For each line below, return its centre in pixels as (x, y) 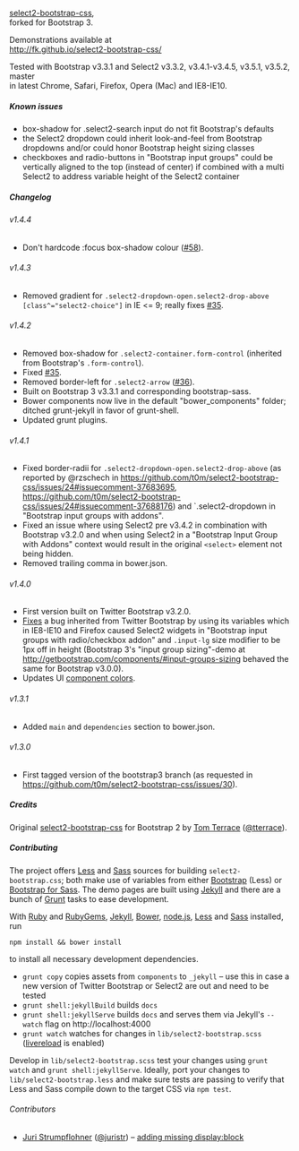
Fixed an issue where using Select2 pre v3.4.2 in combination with (145, 525)
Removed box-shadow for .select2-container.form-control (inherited (152, 353)
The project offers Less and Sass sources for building (108, 870)
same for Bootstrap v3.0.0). (73, 669)
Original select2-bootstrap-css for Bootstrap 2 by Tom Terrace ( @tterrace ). (149, 827)
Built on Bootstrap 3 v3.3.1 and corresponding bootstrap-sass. (137, 391)
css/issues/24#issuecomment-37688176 (97, 506)
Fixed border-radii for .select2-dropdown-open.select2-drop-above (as (152, 468)
